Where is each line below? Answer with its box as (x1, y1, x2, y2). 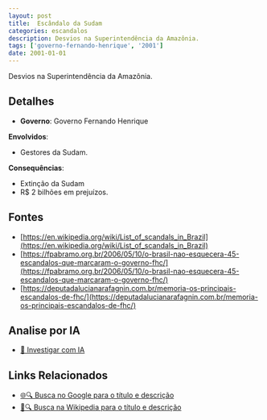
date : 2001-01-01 (8, 49, 67, 57)
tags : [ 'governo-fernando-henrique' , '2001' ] (8, 42, 163, 50)
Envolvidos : (8, 131, 49, 141)
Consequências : (8, 163, 64, 173)
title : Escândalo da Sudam (8, 19, 103, 27)
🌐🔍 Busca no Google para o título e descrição (19, 390, 175, 400)
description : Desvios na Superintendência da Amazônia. (8, 34, 199, 43)
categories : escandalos (8, 27, 88, 35)
